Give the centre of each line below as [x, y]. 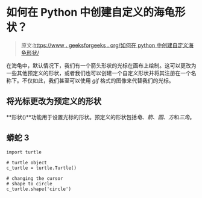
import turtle [24, 152]
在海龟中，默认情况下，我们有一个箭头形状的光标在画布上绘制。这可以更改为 [101, 65]
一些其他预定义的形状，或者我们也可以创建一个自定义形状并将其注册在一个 [99, 73]
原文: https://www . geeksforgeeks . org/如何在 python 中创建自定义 [105, 45]
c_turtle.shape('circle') [39, 189]
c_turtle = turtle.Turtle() [42, 168]
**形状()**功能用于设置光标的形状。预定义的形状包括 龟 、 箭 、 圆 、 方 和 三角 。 [101, 117]
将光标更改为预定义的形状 [54, 101]
